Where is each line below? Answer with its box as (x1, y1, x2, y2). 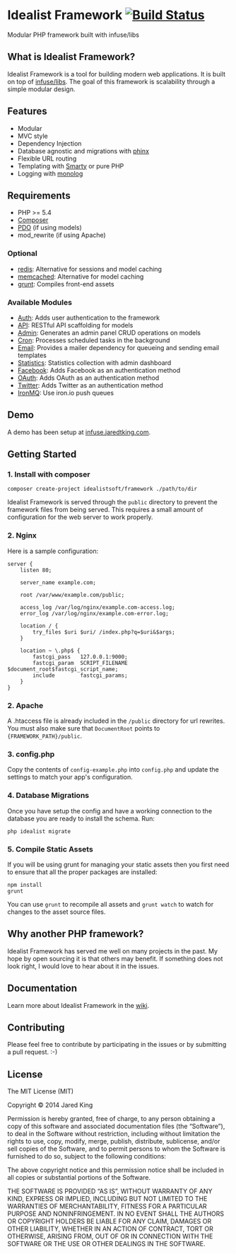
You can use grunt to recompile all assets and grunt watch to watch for (7, 900, 214, 908)
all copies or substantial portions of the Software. (7, 1173, 151, 1182)
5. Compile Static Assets (7, 844, 93, 854)
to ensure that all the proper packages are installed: (7, 867, 158, 876)
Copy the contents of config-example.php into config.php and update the (7, 765, 219, 774)
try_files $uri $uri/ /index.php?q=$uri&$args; (33, 628, 175, 636)
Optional (7, 248, 37, 258)
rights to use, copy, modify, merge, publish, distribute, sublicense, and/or (7, 1137, 220, 1146)
